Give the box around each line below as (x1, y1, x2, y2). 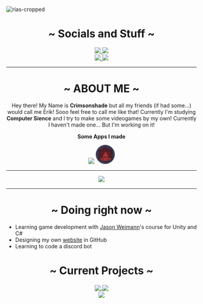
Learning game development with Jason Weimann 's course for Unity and (14, 223, 198, 230)
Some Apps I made (77, 133, 126, 140)
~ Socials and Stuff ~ (48, 27, 155, 41)
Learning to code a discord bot (14, 242, 92, 249)
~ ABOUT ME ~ (63, 82, 140, 96)
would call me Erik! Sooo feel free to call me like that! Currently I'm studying (7, 108, 196, 115)
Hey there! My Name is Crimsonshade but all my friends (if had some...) (11, 102, 192, 109)
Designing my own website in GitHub (14, 236, 108, 243)
